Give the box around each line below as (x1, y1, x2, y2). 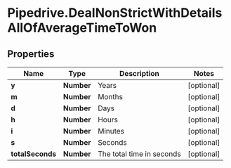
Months (98, 92, 123, 101)
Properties (7, 48, 55, 60)
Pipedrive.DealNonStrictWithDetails (7, 5, 223, 21)
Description (119, 69, 159, 78)
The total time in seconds (98, 149, 181, 159)
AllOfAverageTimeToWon (7, 20, 157, 36)
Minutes (98, 127, 125, 136)
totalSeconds (11, 149, 57, 159)
